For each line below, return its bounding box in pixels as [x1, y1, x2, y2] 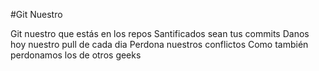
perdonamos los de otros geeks [10, 49, 142, 61]
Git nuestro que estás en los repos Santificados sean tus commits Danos [10, 28, 310, 39]
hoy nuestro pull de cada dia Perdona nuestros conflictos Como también [10, 39, 309, 50]
